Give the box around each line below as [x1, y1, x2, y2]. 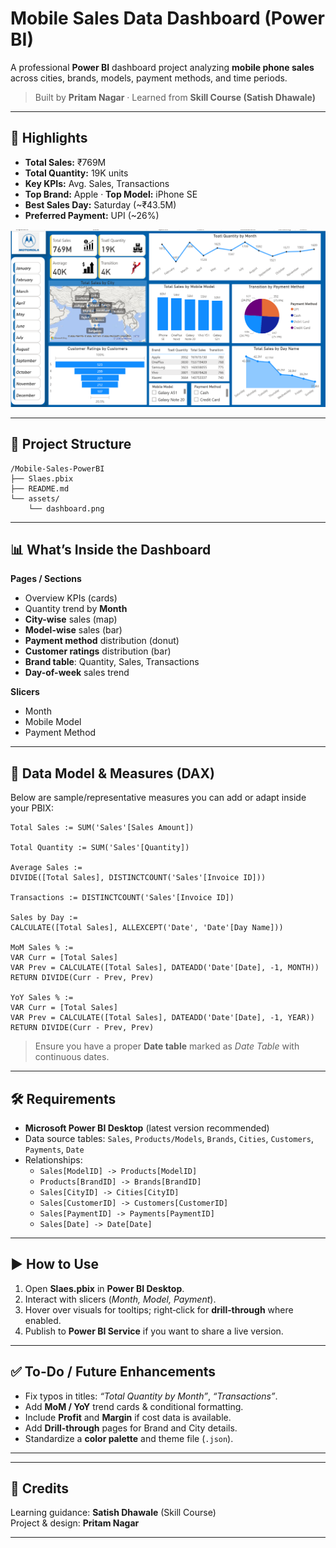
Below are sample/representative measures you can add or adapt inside [10, 792, 307, 804]
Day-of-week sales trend [24, 667, 130, 679]
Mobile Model [24, 716, 82, 728]
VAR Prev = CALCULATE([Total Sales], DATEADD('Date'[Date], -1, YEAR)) [10, 1013, 315, 1023]
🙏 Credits [10, 1480, 70, 1497]
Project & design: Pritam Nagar [10, 1517, 140, 1529]
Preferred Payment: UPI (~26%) [24, 209, 160, 221]
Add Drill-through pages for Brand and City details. [24, 1422, 238, 1434]
